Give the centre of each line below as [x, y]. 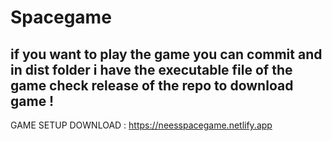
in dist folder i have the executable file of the [151, 69]
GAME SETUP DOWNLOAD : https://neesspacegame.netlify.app [141, 125]
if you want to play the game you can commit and [166, 54]
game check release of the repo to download [152, 85]
